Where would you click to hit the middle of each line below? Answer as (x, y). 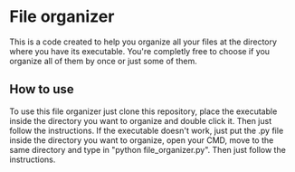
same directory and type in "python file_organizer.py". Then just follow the (148, 149)
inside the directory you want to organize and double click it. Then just (141, 120)
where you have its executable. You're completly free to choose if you (139, 51)
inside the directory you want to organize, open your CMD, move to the (142, 140)
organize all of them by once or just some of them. (103, 61)
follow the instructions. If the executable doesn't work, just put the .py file (147, 130)
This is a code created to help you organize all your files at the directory (143, 42)
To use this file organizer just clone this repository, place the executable (143, 111)
